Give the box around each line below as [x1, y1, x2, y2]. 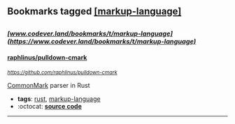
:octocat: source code [17, 102, 82, 110]
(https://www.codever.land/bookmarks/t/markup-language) [7, 37, 197, 46]
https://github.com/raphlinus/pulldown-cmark [7, 69, 117, 76]
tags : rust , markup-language [17, 94, 101, 103]
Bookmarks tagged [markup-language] [7, 6, 182, 17]
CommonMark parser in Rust [7, 81, 90, 89]
